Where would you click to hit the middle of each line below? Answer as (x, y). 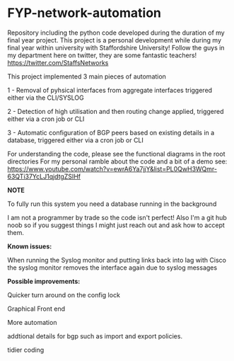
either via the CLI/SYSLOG (46, 98)
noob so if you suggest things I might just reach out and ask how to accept (116, 225)
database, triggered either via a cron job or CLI (75, 140)
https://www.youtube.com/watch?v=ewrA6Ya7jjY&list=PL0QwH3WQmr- (112, 168)
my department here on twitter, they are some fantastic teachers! (102, 55)
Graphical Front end (36, 309)
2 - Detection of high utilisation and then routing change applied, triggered (116, 111)
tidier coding (26, 350)
